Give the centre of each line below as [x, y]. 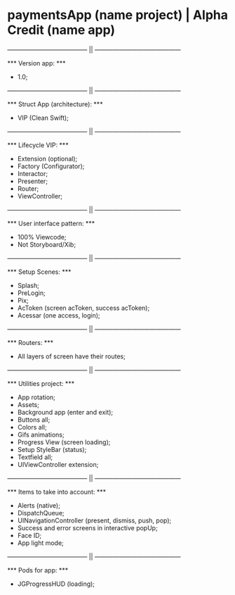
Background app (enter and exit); [65, 412]
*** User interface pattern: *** [51, 223]
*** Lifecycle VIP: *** [38, 145]
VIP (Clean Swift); [43, 118]
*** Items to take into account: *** [57, 491]
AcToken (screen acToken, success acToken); [83, 308]
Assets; [28, 404]
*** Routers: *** [31, 342]
